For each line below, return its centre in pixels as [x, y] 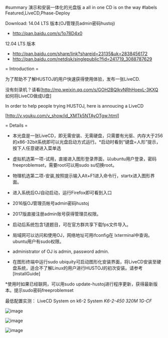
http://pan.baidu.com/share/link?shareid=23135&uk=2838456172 [80, 54]
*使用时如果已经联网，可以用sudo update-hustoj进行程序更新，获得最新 [79, 284]
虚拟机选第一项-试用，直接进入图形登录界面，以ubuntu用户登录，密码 [85, 159]
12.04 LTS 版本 [21, 44]
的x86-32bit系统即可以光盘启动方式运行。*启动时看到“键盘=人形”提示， [87, 142]
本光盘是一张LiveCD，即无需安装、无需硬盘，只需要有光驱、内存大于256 [88, 136]
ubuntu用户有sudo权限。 [38, 241]
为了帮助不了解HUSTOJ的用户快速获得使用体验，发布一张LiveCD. [73, 79]
